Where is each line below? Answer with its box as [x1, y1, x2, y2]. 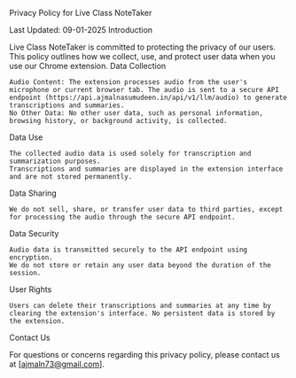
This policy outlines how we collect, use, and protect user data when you [9, 51, 276, 61]
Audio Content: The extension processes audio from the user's [9, 78, 248, 87]
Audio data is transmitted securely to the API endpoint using [9, 245, 248, 254]
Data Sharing [9, 188, 58, 198]
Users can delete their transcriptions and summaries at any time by [9, 301, 272, 310]
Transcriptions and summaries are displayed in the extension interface [9, 165, 284, 174]
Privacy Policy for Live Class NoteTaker [9, 8, 152, 18]
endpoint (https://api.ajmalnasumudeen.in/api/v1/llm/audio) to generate [9, 93, 288, 102]
